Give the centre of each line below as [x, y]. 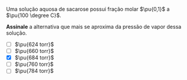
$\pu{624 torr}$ [34, 44]
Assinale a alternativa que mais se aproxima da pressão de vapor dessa [94, 27]
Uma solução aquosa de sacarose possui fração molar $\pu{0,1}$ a [88, 9]
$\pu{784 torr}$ [34, 71]
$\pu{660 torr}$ [34, 51]
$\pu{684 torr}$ [34, 58]
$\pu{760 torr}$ [34, 64]
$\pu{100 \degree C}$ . [34, 15]
